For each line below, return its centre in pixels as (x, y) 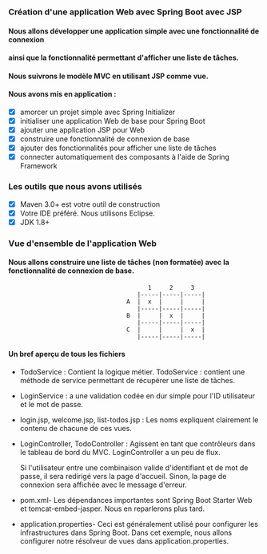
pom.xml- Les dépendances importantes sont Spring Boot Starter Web (136, 501)
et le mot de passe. (52, 405)
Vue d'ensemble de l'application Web (83, 243)
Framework (38, 166)
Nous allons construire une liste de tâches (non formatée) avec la (119, 263)
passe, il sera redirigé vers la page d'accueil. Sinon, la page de (123, 477)
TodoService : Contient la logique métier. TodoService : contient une (132, 372)
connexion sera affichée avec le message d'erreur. (104, 485)
